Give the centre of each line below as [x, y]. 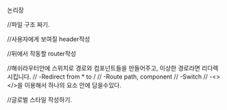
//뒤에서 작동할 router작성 [42, 54]
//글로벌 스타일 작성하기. [39, 100]
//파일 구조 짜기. [28, 25]
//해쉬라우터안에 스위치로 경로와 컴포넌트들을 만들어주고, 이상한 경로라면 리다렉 [113, 68]
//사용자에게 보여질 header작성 [49, 39]
